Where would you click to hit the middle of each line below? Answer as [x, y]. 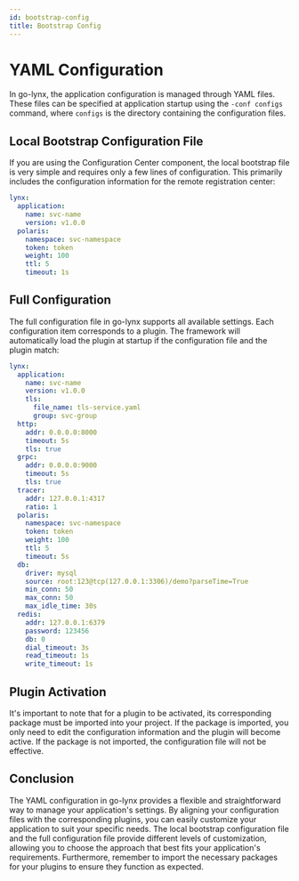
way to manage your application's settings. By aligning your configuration [144, 810]
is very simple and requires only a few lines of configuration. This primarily [146, 172]
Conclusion [42, 779]
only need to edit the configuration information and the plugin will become [145, 732]
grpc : [28, 457]
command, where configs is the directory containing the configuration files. [148, 113]
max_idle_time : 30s [61, 606]
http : [28, 424]
